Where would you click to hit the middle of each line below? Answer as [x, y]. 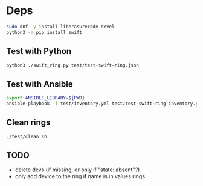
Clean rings [28, 123]
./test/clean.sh [27, 136]
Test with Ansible [40, 84]
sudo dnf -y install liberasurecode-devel [60, 27]
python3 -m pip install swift [44, 32]
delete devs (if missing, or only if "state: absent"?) [77, 170]
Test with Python [39, 51]
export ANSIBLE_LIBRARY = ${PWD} [46, 98]
